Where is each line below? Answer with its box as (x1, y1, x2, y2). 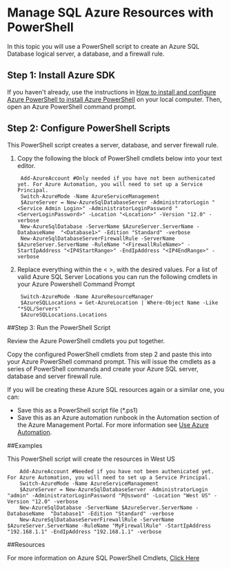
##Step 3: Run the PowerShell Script (7, 323, 111, 331)
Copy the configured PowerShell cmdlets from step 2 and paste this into (7, 350, 212, 358)
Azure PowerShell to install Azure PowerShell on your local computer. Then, (7, 95, 222, 103)
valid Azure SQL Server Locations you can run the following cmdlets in (17, 272, 218, 280)
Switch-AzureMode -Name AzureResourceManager (20, 293, 154, 300)
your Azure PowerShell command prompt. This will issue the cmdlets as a (7, 357, 216, 366)
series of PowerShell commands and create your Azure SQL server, (7, 364, 199, 373)
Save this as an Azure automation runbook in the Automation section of (17, 413, 219, 422)
